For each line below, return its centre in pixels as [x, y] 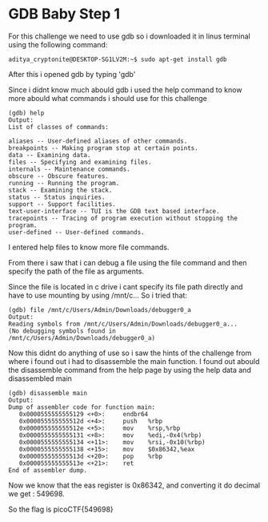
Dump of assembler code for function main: [82, 407]
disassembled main [40, 378]
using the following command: [58, 44]
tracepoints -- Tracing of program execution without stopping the [123, 218]
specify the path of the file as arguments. [76, 271]
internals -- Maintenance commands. [69, 169]
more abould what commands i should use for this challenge [108, 98]
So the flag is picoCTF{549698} [61, 509]
